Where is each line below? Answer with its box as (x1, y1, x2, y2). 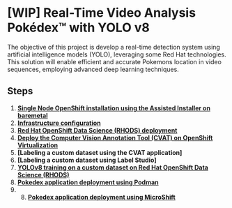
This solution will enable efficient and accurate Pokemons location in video (7, 57, 222, 66)
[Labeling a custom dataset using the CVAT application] (17, 148, 183, 156)
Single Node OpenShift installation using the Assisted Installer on (17, 103, 211, 112)
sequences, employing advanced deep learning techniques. (7, 65, 179, 73)
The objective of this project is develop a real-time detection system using (7, 43, 221, 51)
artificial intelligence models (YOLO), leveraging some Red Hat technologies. (7, 50, 226, 59)
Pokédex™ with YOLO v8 (7, 20, 150, 36)
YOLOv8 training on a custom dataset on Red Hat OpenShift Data (17, 163, 209, 172)
